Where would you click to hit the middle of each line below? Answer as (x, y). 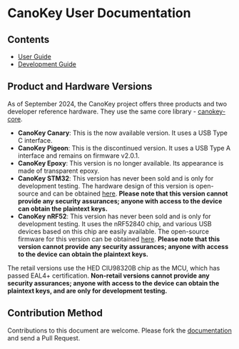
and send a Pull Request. (44, 338)
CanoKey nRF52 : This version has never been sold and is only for (115, 216)
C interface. (35, 140)
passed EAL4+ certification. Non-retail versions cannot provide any (108, 275)
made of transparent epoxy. (59, 171)
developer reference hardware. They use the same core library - (102, 111)
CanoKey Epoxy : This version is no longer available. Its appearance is (121, 163)
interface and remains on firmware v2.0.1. (78, 156)
